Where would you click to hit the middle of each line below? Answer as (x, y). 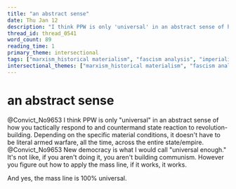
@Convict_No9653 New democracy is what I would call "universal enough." (117, 149)
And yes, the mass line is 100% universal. (67, 178)
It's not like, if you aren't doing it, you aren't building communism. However (116, 157)
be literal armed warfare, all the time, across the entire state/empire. (106, 142)
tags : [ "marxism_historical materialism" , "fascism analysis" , (102, 59)
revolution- (212, 127)
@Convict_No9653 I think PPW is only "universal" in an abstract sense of (113, 120)
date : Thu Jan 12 (33, 20)
